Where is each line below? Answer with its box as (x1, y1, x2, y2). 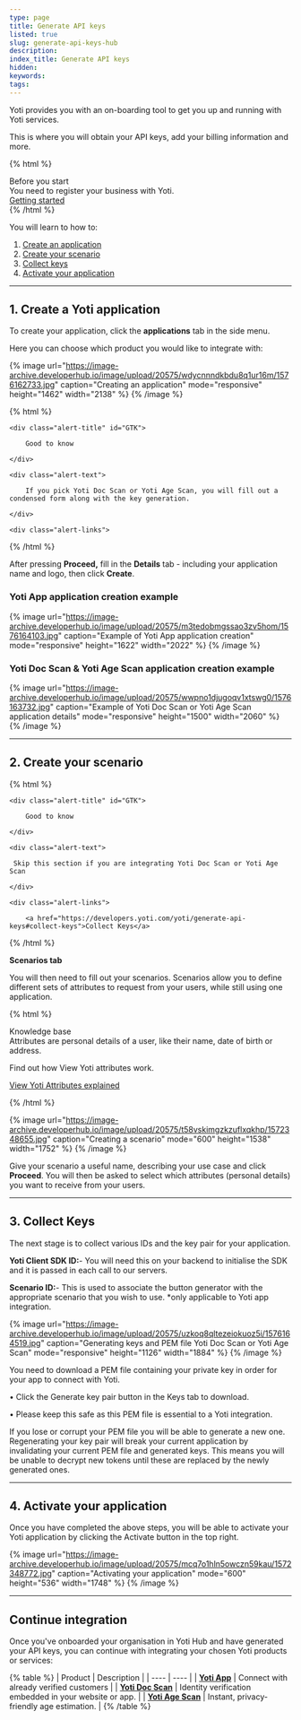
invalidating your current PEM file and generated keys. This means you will (9, 1445, 285, 1455)
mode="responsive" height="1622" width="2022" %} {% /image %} (9, 639, 262, 650)
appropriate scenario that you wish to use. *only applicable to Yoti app (9, 1291, 269, 1302)
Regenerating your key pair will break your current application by (9, 1436, 249, 1446)
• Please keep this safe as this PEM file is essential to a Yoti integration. (9, 1409, 273, 1420)
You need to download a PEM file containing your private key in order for (9, 1364, 278, 1375)
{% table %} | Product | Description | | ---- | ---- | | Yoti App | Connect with (9, 1672, 288, 1683)
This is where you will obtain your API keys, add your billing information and (9, 131, 288, 142)
